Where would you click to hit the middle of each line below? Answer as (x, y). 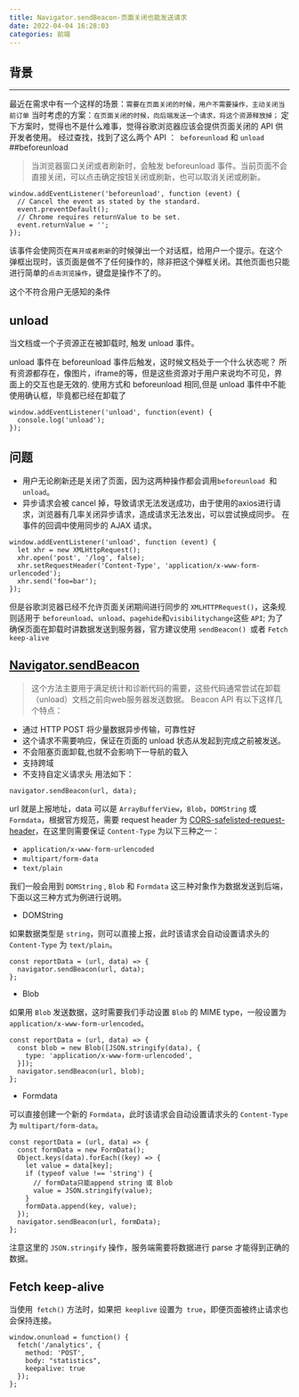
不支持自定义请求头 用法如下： (78, 773)
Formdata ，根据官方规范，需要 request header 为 (98, 819)
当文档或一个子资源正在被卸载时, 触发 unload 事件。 (104, 343)
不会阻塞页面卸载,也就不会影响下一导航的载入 (105, 751)
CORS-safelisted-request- (237, 819)
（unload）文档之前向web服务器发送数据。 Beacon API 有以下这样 (153, 699)
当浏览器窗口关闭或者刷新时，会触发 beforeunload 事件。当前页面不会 (159, 166)
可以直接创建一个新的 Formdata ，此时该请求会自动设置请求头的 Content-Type (149, 1114)
